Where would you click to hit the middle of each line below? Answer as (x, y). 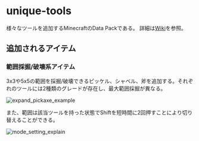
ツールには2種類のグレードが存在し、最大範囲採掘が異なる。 (91, 88)
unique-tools (39, 11)
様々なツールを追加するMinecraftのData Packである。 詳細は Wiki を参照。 (96, 28)
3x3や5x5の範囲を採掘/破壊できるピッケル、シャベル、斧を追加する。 (92, 81)
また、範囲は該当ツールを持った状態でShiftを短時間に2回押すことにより (94, 112)
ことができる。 (40, 120)
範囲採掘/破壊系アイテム (41, 67)
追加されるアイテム (41, 49)
